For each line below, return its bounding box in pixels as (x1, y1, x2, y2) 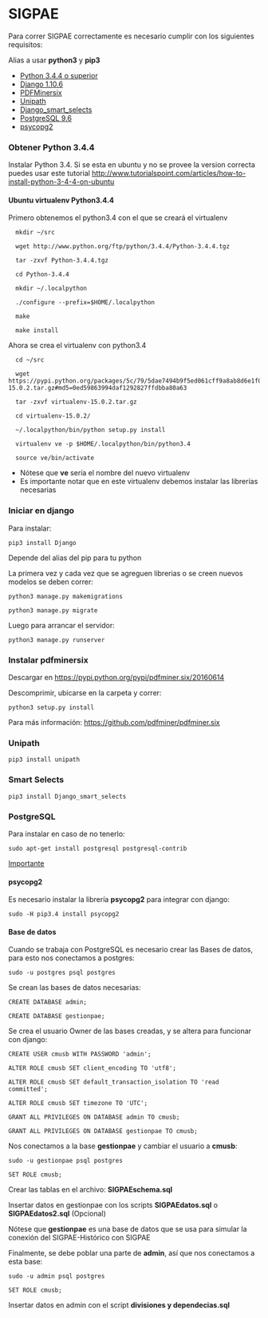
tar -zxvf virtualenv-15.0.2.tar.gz (15, 398, 137, 407)
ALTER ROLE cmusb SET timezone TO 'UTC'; (8, 1100, 148, 1108)
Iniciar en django (8, 505, 74, 516)
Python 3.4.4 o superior (19, 70, 98, 80)
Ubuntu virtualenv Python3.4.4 (8, 195, 114, 205)
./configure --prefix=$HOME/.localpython (15, 298, 156, 306)
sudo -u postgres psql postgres (8, 969, 116, 977)
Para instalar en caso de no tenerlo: (8, 829, 125, 839)
